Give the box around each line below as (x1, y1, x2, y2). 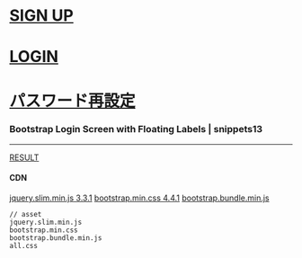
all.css (9, 242, 39, 251)
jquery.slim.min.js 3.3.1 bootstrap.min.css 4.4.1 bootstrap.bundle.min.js (9, 192, 270, 203)
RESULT (9, 152, 40, 163)
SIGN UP (9, 5, 74, 26)
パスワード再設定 (9, 91, 137, 111)
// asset (9, 210, 42, 219)
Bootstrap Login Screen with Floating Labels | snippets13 (9, 123, 263, 136)
